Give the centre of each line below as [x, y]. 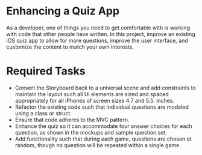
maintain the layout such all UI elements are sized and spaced [92, 94]
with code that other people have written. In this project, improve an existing [101, 34]
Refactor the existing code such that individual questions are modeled [102, 107]
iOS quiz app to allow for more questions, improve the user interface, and [97, 40]
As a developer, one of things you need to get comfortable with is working [98, 28]
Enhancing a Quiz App [63, 11]
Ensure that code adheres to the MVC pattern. [72, 120]
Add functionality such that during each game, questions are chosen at [103, 139]
